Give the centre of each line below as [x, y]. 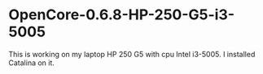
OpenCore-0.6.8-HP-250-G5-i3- [121, 15]
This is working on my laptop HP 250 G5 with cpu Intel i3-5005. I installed [132, 54]
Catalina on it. [32, 63]
